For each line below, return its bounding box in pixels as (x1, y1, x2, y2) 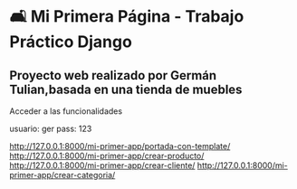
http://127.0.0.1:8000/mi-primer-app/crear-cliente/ (9, 160, 196, 171)
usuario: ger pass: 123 (9, 123, 92, 134)
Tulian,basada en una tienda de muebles (9, 81, 243, 97)
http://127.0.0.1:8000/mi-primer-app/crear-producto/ (9, 150, 205, 161)
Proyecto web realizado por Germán (9, 68, 217, 83)
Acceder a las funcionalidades (9, 106, 123, 117)
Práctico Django (9, 32, 133, 52)
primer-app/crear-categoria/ (9, 170, 116, 180)
